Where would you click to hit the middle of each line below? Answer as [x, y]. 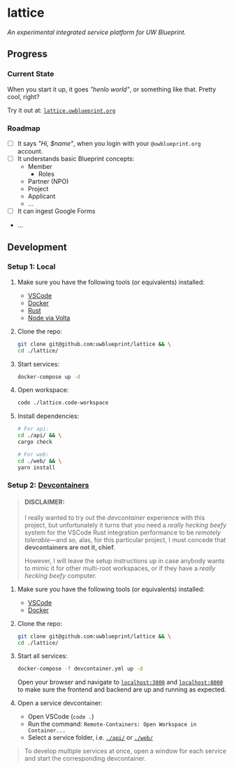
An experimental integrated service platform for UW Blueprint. [97, 32]
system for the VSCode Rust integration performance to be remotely [123, 532]
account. [30, 151]
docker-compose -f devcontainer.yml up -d [80, 669]
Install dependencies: [48, 416]
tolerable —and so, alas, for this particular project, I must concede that [125, 539]
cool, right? [23, 96]
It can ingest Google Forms [56, 211]
